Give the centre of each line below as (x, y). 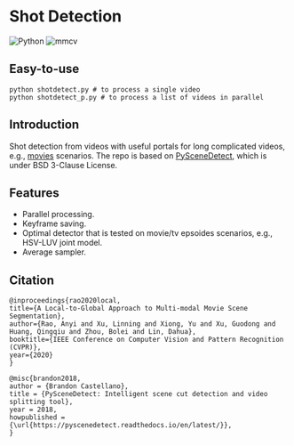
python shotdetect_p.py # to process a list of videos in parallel (137, 97)
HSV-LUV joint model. (62, 243)
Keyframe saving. (54, 223)
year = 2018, (33, 410)
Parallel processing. (58, 215)
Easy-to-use (44, 69)
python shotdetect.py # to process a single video (105, 89)
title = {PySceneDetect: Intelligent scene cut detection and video (139, 394)
